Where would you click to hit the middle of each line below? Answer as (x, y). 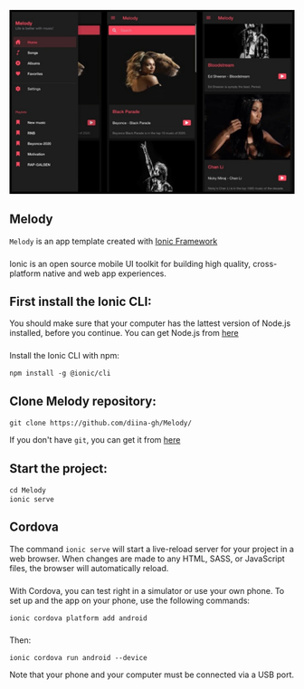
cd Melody (28, 490)
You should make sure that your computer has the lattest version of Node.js (150, 323)
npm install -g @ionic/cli (60, 373)
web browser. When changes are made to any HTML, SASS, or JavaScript (147, 559)
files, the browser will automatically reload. (89, 568)
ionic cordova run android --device (78, 657)
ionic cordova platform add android (78, 618)
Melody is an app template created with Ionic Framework (114, 241)
